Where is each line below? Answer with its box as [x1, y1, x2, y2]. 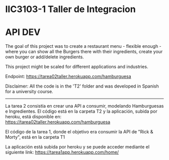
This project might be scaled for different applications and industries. [5, 64, 148, 70]
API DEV [5, 27, 41, 38]
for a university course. [5, 89, 54, 95]
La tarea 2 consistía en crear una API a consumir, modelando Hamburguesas [5, 103, 164, 109]
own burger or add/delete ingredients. [5, 54, 84, 60]
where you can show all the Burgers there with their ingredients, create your [5, 49, 163, 55]
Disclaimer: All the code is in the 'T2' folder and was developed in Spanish [5, 83, 159, 89]
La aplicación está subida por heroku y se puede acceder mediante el [5, 144, 150, 150]
